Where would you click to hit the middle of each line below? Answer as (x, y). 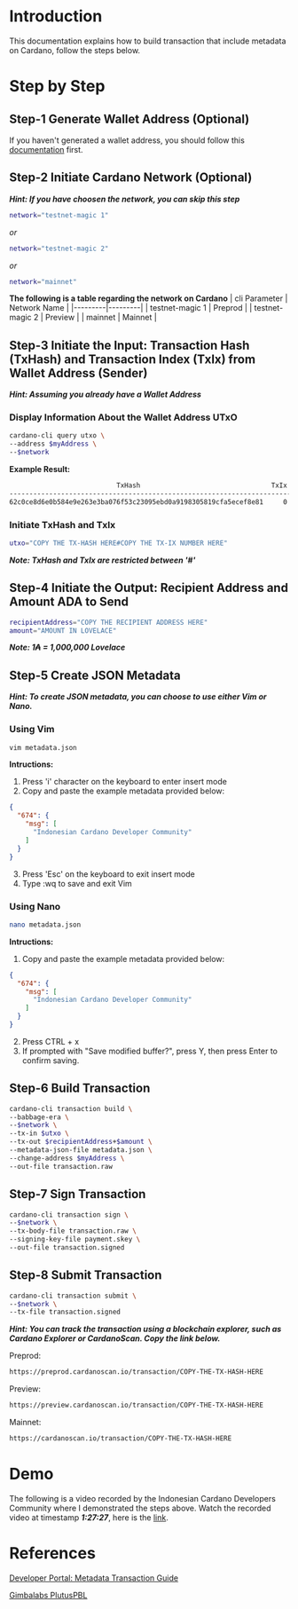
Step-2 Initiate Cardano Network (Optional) (131, 178)
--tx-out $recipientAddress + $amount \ (81, 1142)
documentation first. (46, 149)
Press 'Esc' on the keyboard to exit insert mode (108, 874)
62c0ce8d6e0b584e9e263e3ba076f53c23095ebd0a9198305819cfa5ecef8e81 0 (149, 502)
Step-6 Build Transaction (80, 1088)
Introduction (56, 16)
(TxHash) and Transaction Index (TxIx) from (132, 359)
